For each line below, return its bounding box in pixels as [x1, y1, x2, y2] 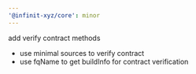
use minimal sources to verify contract [19, 48, 145, 57]
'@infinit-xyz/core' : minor [8, 11, 101, 20]
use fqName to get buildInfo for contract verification [19, 57, 189, 66]
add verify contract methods [8, 33, 101, 43]
